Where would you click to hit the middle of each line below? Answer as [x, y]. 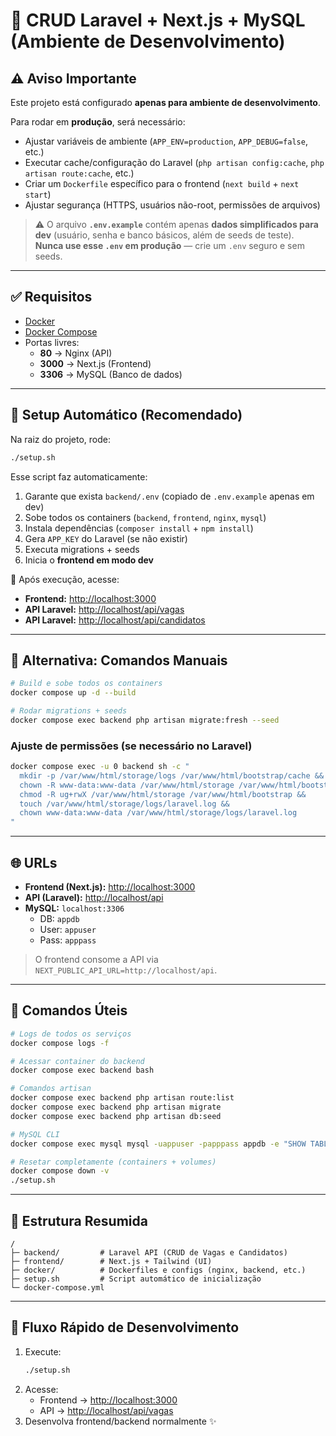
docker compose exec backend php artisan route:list [122, 1098]
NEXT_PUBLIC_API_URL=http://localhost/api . [126, 970]
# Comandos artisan [51, 1089]
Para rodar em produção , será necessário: [98, 122]
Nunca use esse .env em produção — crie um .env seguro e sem [169, 245]
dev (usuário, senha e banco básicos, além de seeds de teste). [164, 235]
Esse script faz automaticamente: [79, 476]
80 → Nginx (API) [76, 353]
